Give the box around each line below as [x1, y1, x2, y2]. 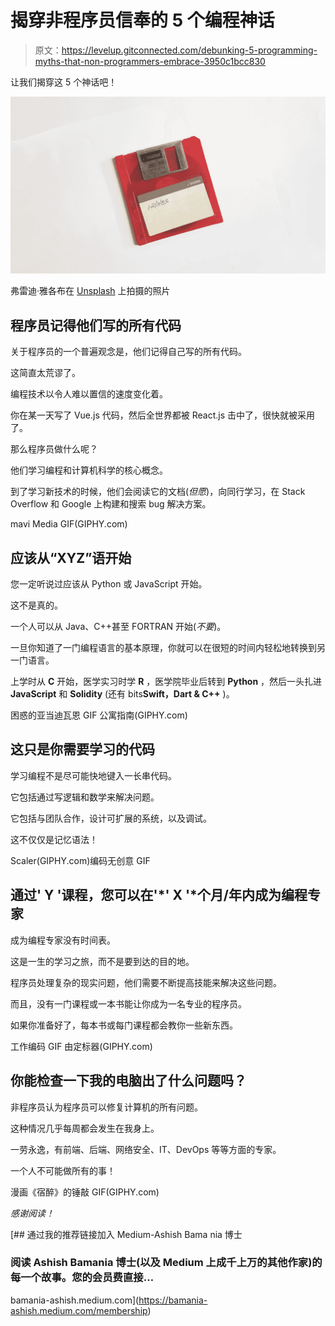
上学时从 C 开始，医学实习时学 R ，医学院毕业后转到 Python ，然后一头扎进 [10, 676, 323, 688]
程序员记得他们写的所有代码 [10, 317, 182, 334]
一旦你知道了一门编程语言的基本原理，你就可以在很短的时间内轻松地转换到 [10, 642, 317, 654]
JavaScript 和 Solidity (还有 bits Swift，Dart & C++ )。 [10, 688, 235, 700]
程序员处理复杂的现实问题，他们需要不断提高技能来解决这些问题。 [10, 976, 282, 988]
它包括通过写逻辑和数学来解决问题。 [10, 791, 160, 803]
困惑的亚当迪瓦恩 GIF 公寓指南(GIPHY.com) [10, 709, 188, 721]
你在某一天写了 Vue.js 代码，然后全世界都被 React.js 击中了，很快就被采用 [10, 409, 316, 421]
